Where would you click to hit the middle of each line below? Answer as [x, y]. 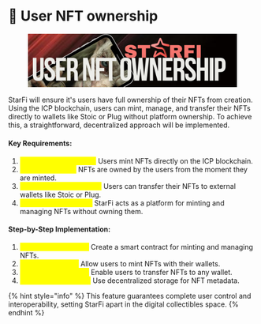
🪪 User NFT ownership [83, 16]
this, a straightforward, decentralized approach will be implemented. [119, 125]
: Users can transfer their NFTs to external [168, 186]
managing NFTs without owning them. [81, 211]
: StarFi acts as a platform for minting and [157, 203]
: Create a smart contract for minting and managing [170, 247]
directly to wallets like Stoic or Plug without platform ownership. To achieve [130, 117]
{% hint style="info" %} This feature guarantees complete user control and [130, 296]
